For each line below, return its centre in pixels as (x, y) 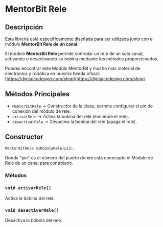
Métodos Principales (37, 94)
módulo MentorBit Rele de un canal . (42, 44)
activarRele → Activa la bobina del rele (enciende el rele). (71, 116)
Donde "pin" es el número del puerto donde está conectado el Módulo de (79, 157)
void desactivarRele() (32, 210)
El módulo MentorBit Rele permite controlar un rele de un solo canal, (74, 53)
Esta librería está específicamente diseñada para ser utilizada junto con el (80, 39)
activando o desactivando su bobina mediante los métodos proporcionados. (82, 59)
